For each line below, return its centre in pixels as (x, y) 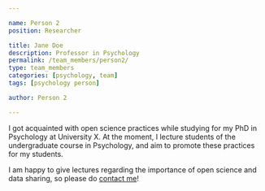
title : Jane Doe (36, 46)
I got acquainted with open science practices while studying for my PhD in (133, 128)
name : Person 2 (34, 23)
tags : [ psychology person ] (54, 83)
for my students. (36, 154)
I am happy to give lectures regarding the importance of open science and (133, 169)
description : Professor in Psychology (74, 53)
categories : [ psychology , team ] (63, 76)
